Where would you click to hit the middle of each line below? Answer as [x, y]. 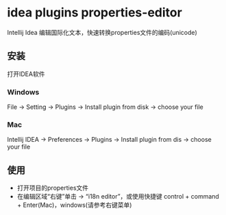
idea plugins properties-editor [95, 13]
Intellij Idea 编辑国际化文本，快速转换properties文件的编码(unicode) [102, 32]
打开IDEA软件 [26, 74]
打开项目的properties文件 [53, 188]
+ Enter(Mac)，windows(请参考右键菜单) [74, 205]
